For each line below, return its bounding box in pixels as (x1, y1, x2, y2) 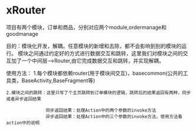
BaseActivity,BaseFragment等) (21, 77, 95, 84)
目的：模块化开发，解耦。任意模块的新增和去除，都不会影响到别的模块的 (6, 42, 181, 49)
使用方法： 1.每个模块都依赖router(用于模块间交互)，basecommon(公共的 (6, 69, 184, 76)
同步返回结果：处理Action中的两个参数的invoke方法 (45, 107, 157, 113)
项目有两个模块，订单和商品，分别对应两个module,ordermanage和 (6, 23, 167, 31)
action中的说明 (6, 120, 40, 126)
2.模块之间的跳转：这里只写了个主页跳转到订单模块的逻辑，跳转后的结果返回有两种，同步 (6, 89, 191, 96)
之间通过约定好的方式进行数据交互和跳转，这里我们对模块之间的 (28, 49, 183, 56)
